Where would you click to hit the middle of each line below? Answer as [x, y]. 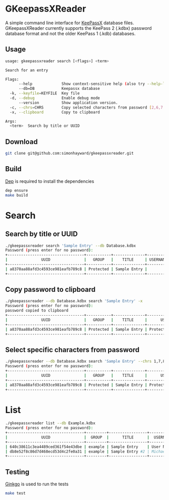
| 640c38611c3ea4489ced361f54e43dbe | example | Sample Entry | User [83, 447]
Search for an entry [27, 70]
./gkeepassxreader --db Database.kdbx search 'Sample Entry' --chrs [78, 362]
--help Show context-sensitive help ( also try [81, 84]
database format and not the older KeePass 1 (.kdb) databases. [70, 33]
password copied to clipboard [37, 311]
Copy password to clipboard [50, 290]
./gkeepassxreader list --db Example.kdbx [50, 423]
